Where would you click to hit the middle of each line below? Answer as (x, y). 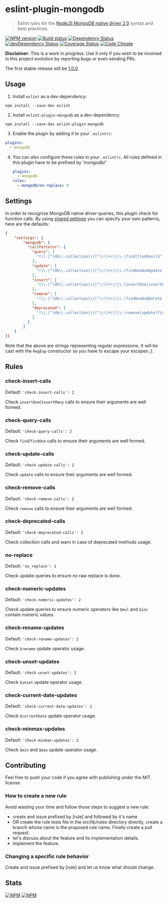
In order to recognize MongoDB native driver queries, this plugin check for (82, 213)
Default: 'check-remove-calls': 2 (40, 498)
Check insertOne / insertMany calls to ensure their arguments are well (76, 402)
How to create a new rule (36, 796)
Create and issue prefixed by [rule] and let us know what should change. (80, 867)
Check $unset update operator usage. (44, 682)
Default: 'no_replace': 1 (31, 566)
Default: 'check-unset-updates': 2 (41, 672)
